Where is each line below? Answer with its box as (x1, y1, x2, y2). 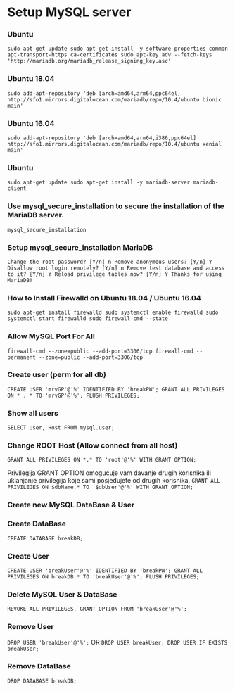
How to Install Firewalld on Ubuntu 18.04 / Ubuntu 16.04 (7, 293, 202, 303)
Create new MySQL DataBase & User (7, 500, 135, 510)
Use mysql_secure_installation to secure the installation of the (7, 201, 225, 211)
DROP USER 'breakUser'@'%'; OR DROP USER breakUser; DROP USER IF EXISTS (7, 638, 228, 646)
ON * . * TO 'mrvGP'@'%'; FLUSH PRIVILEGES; (7, 392, 140, 399)
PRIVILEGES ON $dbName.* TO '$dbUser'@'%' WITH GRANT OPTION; (7, 483, 193, 491)
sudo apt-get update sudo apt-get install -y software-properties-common (7, 45, 229, 53)
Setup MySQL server (7, 4, 132, 20)
